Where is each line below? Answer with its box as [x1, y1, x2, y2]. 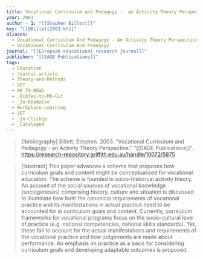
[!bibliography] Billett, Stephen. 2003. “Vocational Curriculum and [21, 138, 184, 145]
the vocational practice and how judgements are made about [21, 234, 173, 241]
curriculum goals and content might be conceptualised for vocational [21, 169, 193, 176]
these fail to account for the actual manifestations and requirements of [21, 227, 197, 234]
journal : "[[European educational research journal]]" [6, 48, 147, 54]
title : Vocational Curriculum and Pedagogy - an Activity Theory [6, 8, 177, 15]
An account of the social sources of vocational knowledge [21, 182, 166, 189]
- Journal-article [11, 71, 59, 77]
